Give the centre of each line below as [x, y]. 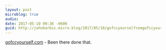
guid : [11, 28]
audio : [12, 19]
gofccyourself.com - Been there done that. [48, 42]
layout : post [19, 10]
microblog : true [22, 14]
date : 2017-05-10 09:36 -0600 [36, 24]
